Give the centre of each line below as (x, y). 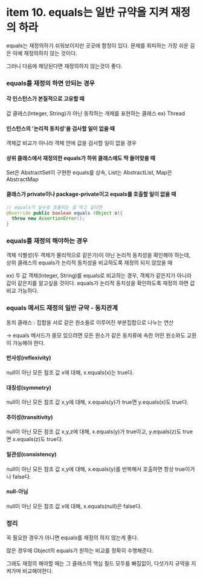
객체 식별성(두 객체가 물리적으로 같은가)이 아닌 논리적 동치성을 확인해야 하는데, (98, 255)
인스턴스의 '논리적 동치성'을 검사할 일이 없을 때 (60, 128)
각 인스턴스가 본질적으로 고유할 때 (45, 99)
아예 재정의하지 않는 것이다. (45, 53)
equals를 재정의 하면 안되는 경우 (51, 83)
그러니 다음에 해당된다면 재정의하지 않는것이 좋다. (64, 66)
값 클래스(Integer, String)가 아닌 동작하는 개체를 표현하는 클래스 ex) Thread (96, 113)
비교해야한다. (37, 571)
